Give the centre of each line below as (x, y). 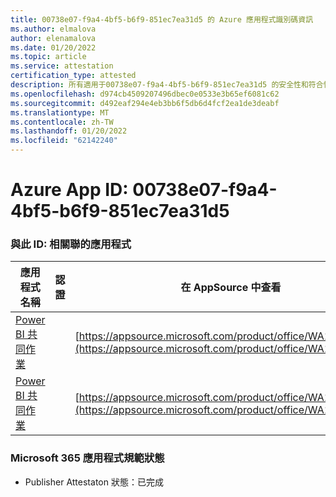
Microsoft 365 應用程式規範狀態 (87, 458)
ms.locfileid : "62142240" (64, 141)
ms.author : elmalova (53, 29)
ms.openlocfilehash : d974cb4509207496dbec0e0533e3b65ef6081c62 (145, 94)
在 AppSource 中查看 (231, 288)
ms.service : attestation (62, 66)
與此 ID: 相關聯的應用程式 (71, 244)
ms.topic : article (48, 57)
